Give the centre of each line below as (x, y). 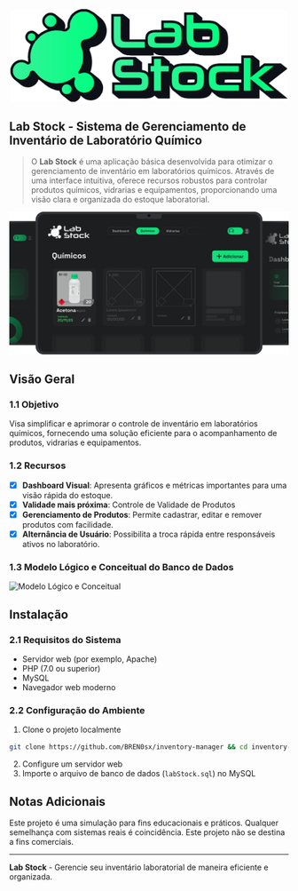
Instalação (39, 614)
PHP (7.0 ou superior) (61, 668)
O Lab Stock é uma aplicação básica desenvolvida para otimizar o (152, 162)
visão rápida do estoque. (67, 495)
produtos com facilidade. (67, 524)
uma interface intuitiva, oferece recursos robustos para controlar (149, 180)
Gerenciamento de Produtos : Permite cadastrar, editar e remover (142, 514)
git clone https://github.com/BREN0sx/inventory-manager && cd (129, 747)
